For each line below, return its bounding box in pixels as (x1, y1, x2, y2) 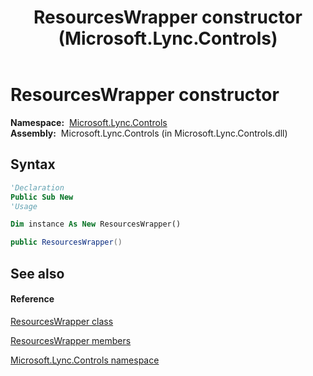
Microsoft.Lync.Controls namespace (10, 354, 160, 366)
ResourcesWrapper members (10, 334, 132, 346)
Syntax (10, 156, 56, 173)
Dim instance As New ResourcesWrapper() (10, 219, 182, 230)
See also (10, 265, 65, 282)
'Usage (10, 201, 38, 211)
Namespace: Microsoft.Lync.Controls (10, 116, 168, 128)
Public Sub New (10, 192, 74, 202)
